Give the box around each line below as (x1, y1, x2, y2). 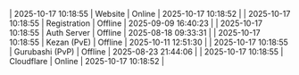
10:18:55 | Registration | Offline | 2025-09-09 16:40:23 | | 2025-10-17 (9, 18, 263, 29)
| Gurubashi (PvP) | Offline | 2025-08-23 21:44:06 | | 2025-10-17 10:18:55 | (9, 46, 284, 57)
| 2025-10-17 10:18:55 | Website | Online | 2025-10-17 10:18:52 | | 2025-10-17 (9, 9, 291, 19)
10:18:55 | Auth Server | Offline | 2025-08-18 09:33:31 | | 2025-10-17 (9, 28, 261, 37)
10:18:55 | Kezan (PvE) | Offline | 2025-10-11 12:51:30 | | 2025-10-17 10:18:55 (9, 37, 288, 47)
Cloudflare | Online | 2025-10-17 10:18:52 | (9, 56, 165, 66)
